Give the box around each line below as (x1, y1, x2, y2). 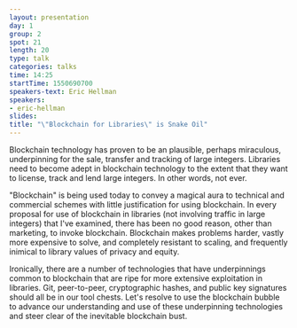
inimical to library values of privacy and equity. (9, 246, 180, 257)
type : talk (9, 54, 50, 63)
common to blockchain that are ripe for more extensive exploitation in (9, 273, 263, 284)
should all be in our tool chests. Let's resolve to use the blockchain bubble (9, 292, 280, 302)
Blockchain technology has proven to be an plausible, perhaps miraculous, (9, 144, 282, 155)
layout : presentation (9, 12, 90, 22)
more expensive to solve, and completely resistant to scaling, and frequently (9, 237, 288, 247)
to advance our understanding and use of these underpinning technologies (9, 301, 284, 311)
